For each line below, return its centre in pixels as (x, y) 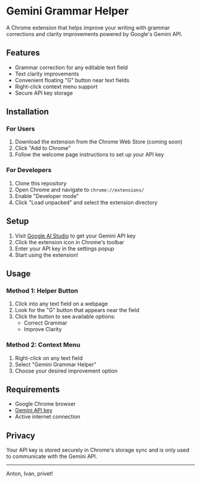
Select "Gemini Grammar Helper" (56, 364)
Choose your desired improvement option (66, 371)
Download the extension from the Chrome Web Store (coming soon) (99, 142)
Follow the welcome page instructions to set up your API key (89, 155)
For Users (21, 129)
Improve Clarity (43, 329)
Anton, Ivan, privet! (30, 474)
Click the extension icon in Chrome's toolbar (69, 242)
